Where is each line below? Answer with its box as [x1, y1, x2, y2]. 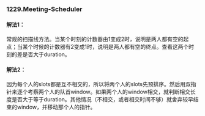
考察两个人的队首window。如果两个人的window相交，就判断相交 [27, 88, 191, 96]
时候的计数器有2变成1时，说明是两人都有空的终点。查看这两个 [32, 43, 189, 51]
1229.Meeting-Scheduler [6, 5, 83, 13]
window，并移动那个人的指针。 [17, 103, 96, 111]
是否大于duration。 [22, 51, 70, 58]
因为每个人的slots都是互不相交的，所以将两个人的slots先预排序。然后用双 [6, 81, 192, 88]
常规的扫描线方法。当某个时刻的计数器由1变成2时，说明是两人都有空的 [6, 35, 184, 43]
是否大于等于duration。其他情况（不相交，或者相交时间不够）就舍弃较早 [11, 96, 194, 103]
